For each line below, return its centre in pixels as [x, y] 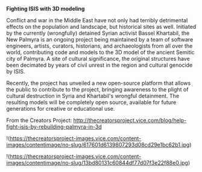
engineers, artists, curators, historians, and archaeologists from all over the [99, 46]
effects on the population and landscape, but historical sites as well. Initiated [101, 27]
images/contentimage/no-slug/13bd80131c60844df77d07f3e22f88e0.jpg [97, 163]
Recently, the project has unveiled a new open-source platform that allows [99, 83]
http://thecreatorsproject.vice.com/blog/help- [130, 120]
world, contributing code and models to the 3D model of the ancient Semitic [100, 52]
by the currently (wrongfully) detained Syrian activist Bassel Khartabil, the [98, 33]
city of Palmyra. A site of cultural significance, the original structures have [98, 59]
